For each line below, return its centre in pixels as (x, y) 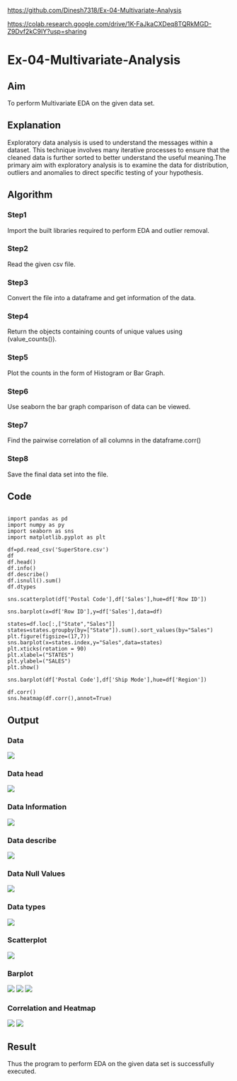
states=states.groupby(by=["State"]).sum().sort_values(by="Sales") (110, 630)
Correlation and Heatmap (52, 1008)
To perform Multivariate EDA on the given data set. (81, 103)
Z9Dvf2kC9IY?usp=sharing (47, 32)
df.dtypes (22, 587)
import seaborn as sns (41, 531)
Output (23, 720)
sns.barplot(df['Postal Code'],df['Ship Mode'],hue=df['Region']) (107, 680)
